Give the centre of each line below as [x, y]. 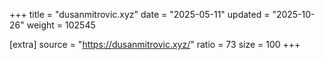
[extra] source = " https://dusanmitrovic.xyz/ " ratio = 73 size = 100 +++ [155, 44]
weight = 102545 [61, 25]
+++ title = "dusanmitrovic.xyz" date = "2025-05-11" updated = [140, 14]
